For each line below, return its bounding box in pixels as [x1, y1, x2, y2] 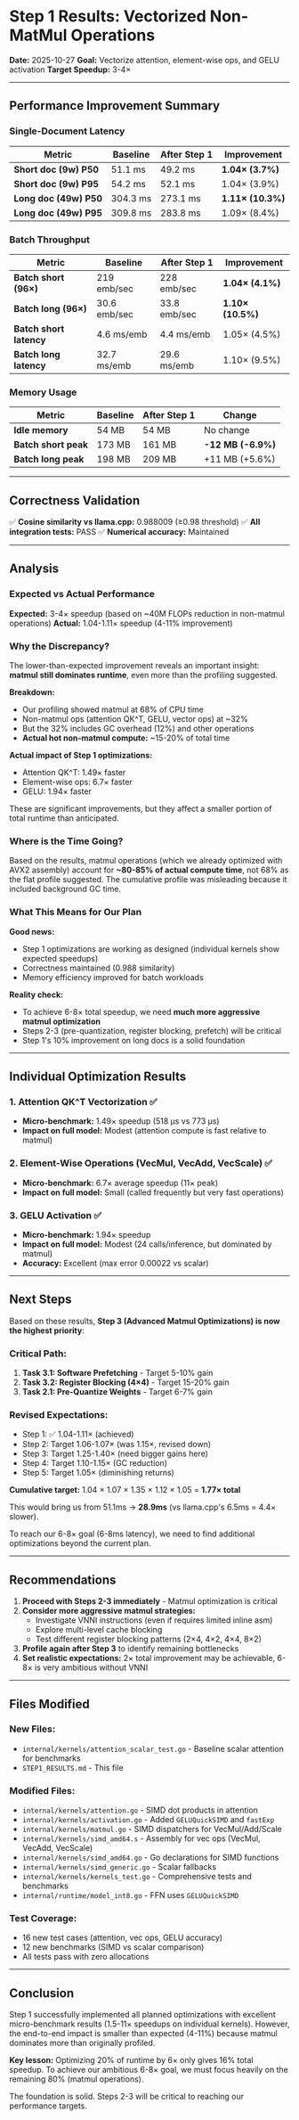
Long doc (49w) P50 [13, 192, 102, 204]
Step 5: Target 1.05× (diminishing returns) [21, 1468, 175, 1478]
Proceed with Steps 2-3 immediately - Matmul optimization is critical [21, 1596, 278, 1607]
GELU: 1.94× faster [21, 786, 92, 797]
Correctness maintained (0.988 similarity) [21, 962, 175, 973]
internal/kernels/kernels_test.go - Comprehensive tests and [21, 1871, 252, 1882]
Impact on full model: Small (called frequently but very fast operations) [21, 1187, 285, 1198]
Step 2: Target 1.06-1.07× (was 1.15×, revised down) [21, 1439, 212, 1450]
